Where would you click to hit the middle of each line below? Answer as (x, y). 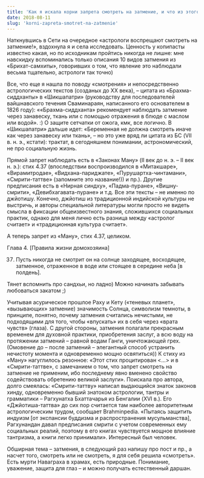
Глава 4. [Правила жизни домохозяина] (58, 248)
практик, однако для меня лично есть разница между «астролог (91, 218)
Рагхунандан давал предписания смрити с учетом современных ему (97, 425)
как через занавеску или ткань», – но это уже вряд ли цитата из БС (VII (100, 136)
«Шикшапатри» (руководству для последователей (109, 97)
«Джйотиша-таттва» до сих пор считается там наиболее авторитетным (100, 405)
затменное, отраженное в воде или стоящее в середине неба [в (99, 266)
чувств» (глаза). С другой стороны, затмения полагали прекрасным (95, 328)
